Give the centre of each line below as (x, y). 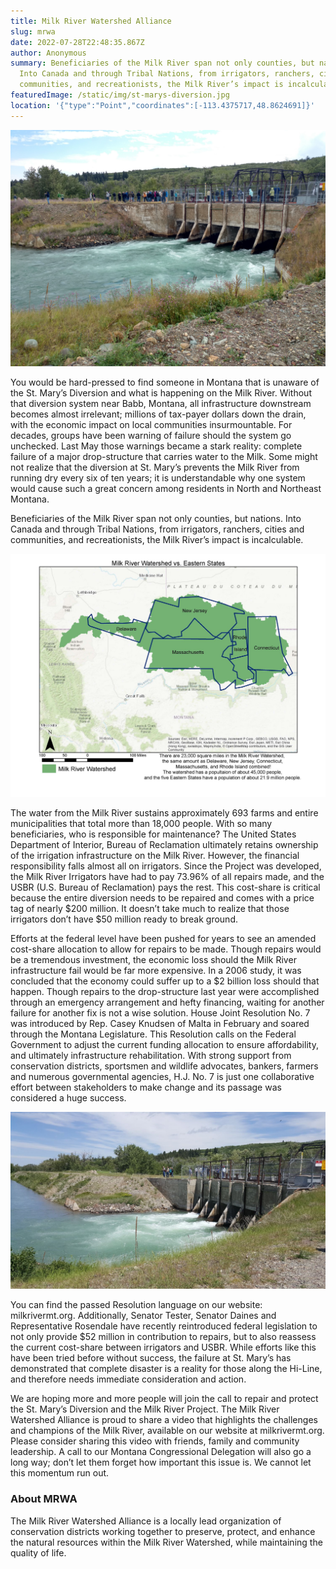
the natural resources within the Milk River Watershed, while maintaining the (166, 1542)
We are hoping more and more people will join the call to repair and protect (164, 1399)
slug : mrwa (33, 31)
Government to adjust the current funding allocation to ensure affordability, (164, 1044)
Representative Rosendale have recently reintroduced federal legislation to (164, 1326)
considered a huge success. (68, 1097)
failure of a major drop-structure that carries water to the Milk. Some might (164, 456)
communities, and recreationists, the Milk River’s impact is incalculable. (157, 539)
